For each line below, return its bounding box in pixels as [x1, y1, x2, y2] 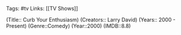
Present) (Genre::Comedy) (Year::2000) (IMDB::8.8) [6, 23, 131, 29]
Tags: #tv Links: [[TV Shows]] [6, 5, 78, 12]
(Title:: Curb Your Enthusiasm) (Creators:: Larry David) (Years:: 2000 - [6, 16, 176, 23]
